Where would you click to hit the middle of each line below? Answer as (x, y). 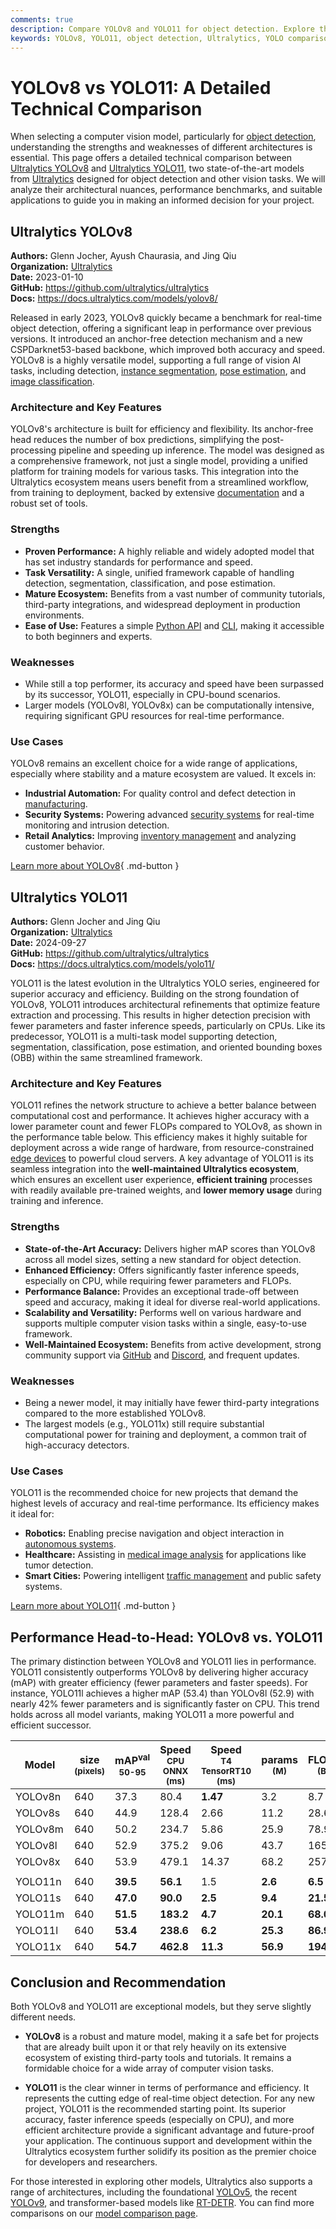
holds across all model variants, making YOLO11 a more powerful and (152, 1715)
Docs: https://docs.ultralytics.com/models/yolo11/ (112, 964)
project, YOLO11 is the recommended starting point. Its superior (155, 2108)
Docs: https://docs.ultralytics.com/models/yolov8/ (114, 298)
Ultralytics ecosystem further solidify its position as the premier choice (170, 2151)
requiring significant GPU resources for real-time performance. (154, 716)
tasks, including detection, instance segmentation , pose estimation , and (158, 371)
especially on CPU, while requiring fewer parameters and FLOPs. (158, 1280)
